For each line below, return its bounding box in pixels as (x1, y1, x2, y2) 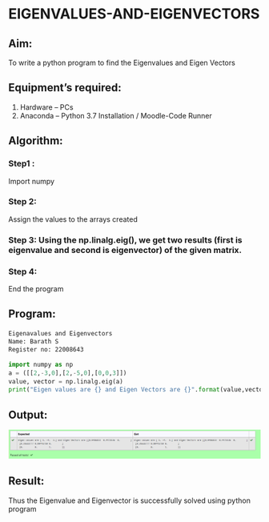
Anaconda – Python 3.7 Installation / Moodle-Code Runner (19, 110, 212, 120)
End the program (8, 284, 64, 294)
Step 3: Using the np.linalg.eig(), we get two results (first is (8, 234, 243, 245)
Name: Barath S (8, 337, 59, 345)
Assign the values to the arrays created (8, 214, 138, 224)
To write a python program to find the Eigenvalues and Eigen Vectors (8, 58, 236, 67)
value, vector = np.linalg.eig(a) (8, 377, 124, 385)
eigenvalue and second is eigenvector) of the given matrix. (8, 244, 243, 255)
